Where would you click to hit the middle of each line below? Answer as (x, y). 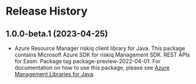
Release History (47, 11)
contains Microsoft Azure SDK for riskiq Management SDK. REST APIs (102, 55)
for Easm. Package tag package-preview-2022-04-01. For (87, 61)
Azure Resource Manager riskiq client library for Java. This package (100, 48)
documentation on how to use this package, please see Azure (92, 68)
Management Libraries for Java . (54, 74)
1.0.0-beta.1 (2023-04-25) (57, 34)
